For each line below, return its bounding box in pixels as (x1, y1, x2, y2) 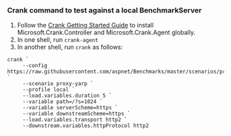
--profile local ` (22, 87, 76, 93)
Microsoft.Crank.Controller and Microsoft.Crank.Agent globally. (16, 28, 196, 36)
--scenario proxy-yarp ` (22, 80, 94, 87)
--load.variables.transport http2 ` (22, 116, 128, 124)
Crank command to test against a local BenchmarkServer (7, 5, 202, 15)
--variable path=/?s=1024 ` (22, 98, 103, 105)
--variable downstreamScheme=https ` (22, 111, 131, 117)
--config (22, 63, 48, 69)
